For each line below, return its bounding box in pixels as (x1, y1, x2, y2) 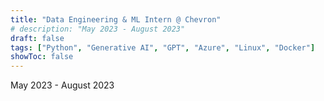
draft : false (10, 33, 65, 43)
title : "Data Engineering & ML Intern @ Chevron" (10, 14, 222, 25)
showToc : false (10, 52, 74, 62)
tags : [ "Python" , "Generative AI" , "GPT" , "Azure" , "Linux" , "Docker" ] (10, 42, 316, 53)
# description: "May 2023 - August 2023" (10, 24, 186, 34)
